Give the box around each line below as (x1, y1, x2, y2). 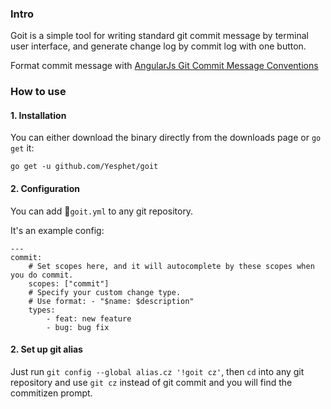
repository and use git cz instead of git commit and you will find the (10, 376, 293, 388)
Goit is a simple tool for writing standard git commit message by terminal (10, 30, 309, 42)
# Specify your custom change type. (28, 287, 182, 297)
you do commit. (10, 270, 74, 280)
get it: (10, 142, 35, 154)
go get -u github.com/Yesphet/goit (10, 162, 159, 172)
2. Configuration (10, 183, 80, 195)
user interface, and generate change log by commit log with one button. (10, 40, 307, 52)
